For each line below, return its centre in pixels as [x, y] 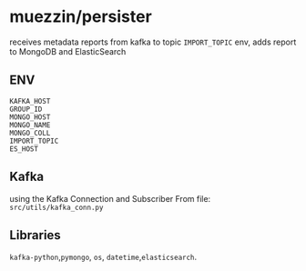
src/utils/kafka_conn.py [56, 207]
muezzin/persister [81, 17]
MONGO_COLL [30, 133]
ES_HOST [24, 149]
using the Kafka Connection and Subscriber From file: [110, 198]
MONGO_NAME [30, 125]
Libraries [35, 235]
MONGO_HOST [30, 117]
